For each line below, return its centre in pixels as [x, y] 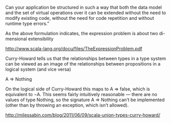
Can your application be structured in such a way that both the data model [84, 7]
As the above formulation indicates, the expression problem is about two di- [85, 33]
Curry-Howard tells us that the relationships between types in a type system [86, 58]
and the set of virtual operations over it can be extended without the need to [86, 13]
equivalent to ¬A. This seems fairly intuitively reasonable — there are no [81, 94]
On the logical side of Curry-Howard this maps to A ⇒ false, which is [78, 89]
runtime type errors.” [27, 23]
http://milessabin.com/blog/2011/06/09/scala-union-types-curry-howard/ [83, 115]
